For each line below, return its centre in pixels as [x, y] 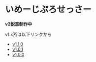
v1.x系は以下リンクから [29, 34]
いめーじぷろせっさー [48, 10]
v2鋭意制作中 [19, 24]
